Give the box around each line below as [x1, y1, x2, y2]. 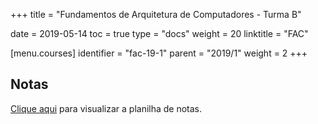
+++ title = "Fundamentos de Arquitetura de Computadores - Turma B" [10, 9, 302, 20]
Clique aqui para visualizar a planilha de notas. [10, 102, 203, 114]
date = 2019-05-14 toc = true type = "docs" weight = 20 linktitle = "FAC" [10, 28, 309, 39]
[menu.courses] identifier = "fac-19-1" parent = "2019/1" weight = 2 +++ [10, 47, 308, 59]
